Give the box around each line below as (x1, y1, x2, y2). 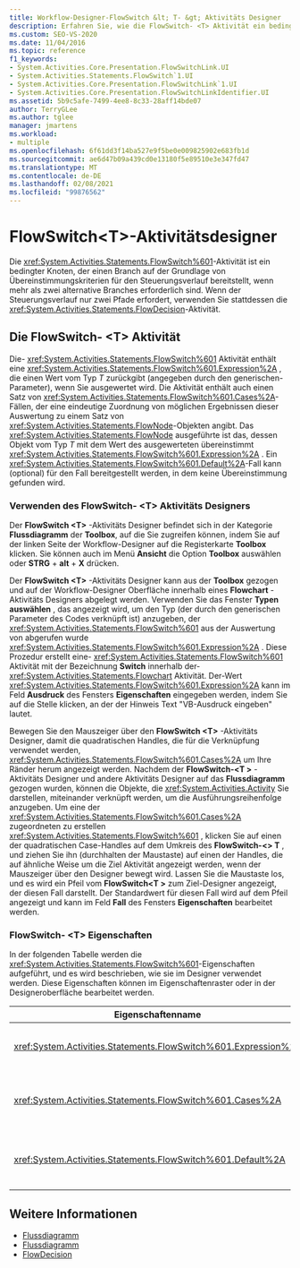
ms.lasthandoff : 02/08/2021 (9, 180, 114, 189)
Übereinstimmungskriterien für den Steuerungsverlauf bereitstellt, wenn (9, 275, 274, 286)
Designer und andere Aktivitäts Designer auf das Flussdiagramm (45, 774, 286, 784)
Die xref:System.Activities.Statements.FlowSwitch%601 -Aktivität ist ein (9, 256, 271, 267)
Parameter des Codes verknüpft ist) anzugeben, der (9, 613, 201, 624)
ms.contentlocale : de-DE (9, 171, 102, 180)
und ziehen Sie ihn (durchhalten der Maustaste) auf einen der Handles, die (9, 850, 284, 861)
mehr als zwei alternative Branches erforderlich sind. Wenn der (9, 284, 241, 296)
